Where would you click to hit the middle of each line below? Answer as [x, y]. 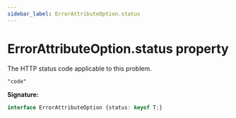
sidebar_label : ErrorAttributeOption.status [74, 14]
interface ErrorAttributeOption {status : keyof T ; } [85, 107]
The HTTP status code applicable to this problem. [79, 69]
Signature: [23, 94]
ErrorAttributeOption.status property [118, 48]
